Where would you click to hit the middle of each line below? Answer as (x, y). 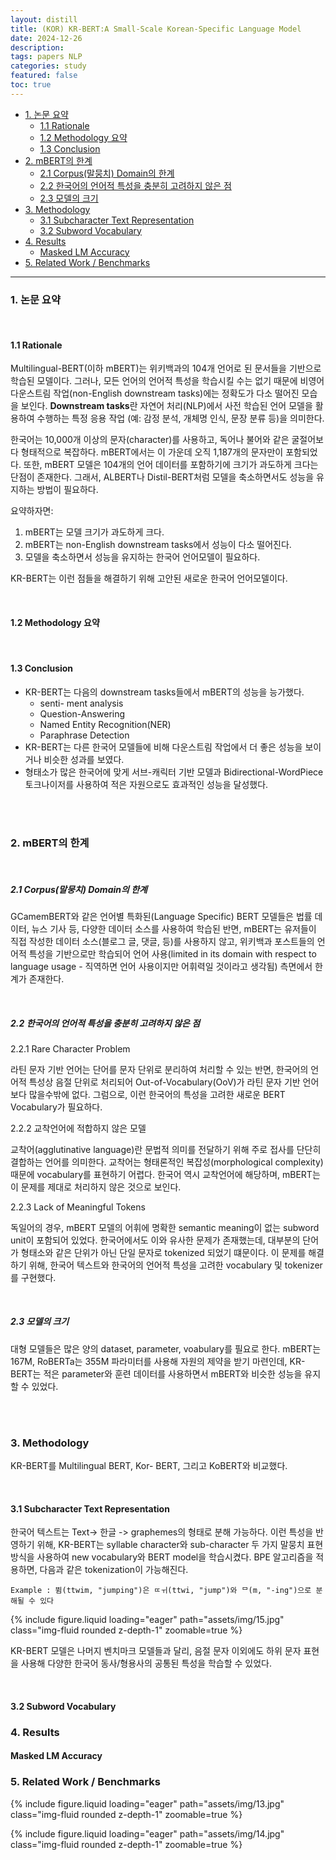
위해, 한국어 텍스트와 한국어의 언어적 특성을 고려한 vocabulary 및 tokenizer (175, 1265)
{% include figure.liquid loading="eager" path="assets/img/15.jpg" (147, 1620)
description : (37, 47)
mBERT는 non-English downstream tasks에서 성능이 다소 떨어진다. (158, 545)
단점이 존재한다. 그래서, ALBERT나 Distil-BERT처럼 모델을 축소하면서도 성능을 (162, 477)
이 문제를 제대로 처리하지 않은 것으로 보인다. (96, 1187)
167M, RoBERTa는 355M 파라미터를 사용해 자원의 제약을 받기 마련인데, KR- (158, 1361)
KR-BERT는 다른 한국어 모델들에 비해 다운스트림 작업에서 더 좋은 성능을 (163, 747)
